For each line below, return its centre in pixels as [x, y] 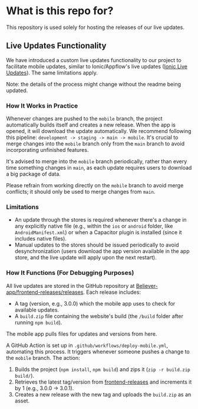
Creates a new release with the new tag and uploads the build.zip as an [103, 394]
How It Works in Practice [42, 106]
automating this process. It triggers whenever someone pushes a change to [98, 351]
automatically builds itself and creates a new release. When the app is [91, 125]
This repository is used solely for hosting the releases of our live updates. [95, 27]
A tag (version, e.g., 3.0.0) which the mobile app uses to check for [95, 303]
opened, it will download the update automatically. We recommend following [99, 131]
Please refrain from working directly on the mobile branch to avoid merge [95, 186]
